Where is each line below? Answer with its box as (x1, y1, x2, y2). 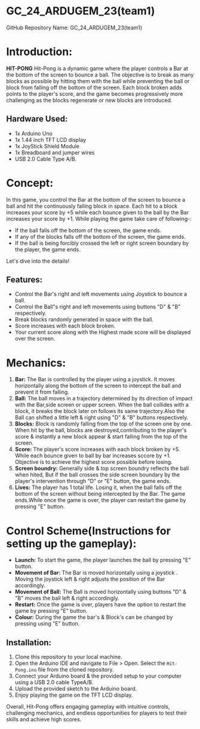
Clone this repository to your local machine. (14, 654, 122, 661)
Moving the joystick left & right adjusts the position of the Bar (14, 576, 165, 583)
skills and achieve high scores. (6, 716, 82, 723)
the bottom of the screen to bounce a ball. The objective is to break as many (6, 71, 194, 78)
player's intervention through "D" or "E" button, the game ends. (14, 478, 171, 485)
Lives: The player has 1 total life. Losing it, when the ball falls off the (14, 484, 182, 491)
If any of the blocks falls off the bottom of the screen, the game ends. (14, 233, 186, 240)
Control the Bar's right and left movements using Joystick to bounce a (14, 290, 187, 297)
